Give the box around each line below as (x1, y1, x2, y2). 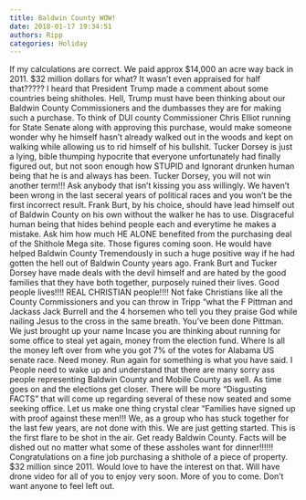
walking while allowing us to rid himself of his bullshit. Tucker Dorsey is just (9, 141, 293, 152)
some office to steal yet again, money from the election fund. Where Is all (9, 335, 286, 347)
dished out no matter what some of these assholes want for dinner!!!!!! (9, 442, 274, 453)
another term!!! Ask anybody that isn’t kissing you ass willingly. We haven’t (9, 180, 290, 192)
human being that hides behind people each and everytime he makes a (9, 219, 277, 230)
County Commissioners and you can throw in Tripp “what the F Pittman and (9, 297, 294, 307)
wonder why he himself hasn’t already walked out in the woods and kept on (9, 131, 294, 142)
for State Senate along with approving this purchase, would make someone (9, 122, 292, 133)
